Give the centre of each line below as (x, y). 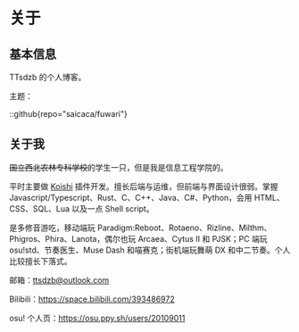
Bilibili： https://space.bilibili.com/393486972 (92, 299)
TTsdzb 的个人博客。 (48, 77)
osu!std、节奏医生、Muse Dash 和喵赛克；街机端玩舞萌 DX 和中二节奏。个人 (150, 250)
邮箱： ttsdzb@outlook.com (59, 280)
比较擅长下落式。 (41, 261)
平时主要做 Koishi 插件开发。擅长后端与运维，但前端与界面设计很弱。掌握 (144, 186)
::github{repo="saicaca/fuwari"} (68, 114)
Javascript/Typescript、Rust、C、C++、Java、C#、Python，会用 (131, 197)
